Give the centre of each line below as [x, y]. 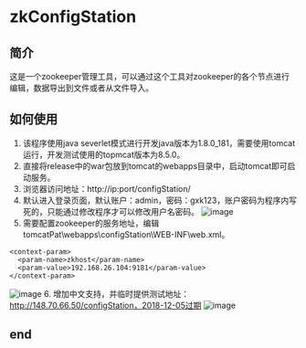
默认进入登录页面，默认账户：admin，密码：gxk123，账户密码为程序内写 [159, 200]
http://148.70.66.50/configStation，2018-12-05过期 [106, 305]
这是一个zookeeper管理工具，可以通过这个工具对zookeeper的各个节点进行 [150, 76]
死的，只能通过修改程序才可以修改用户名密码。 [111, 211]
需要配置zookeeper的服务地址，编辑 [91, 223]
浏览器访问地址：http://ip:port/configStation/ [107, 188]
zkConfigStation [73, 17]
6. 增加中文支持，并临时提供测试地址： [117, 293]
